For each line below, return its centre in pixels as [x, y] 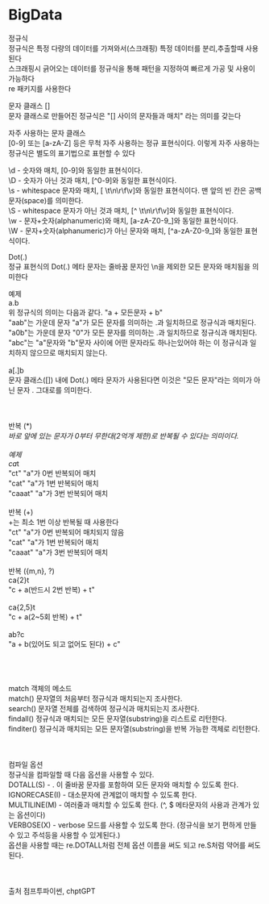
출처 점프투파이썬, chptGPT [52, 891]
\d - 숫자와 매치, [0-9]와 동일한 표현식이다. [76, 170]
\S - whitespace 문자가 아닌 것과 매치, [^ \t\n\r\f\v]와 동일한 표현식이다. [121, 210]
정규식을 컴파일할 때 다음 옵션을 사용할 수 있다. [81, 774]
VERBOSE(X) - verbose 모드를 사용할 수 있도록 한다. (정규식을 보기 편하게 [125, 825]
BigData [35, 15]
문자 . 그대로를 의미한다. [54, 390]
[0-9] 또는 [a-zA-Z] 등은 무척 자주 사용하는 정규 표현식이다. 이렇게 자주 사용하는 [134, 143]
